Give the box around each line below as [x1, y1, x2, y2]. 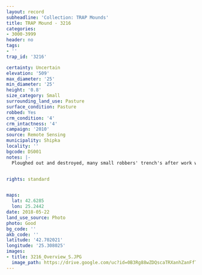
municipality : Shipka [6, 137, 61, 144]
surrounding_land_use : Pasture [6, 98, 85, 104]
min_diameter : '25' [6, 81, 55, 87]
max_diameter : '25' [6, 76, 55, 82]
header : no [6, 37, 34, 43]
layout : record [6, 8, 44, 15]
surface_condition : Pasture [6, 104, 77, 110]
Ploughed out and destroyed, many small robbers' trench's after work [11, 160, 192, 166]
